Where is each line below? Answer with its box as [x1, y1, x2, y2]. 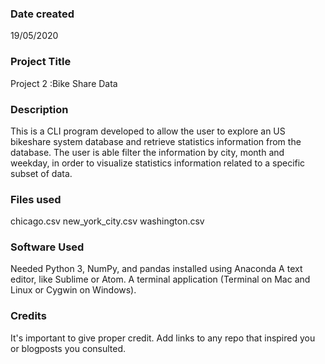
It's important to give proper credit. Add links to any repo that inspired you [10, 332, 316, 344]
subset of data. [10, 167, 73, 179]
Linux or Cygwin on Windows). [10, 284, 137, 296]
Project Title [10, 55, 72, 69]
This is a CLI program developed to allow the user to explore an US [10, 125, 286, 137]
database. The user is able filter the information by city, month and [10, 146, 285, 158]
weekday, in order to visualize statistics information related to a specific [10, 157, 306, 169]
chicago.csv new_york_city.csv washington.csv [10, 215, 205, 227]
